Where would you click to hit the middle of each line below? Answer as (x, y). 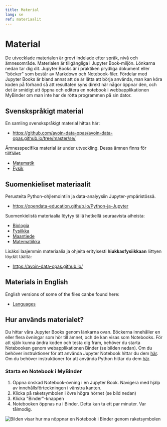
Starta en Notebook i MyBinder (44, 371)
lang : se (14, 15)
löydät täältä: (19, 256)
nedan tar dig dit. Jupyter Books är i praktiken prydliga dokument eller (77, 69)
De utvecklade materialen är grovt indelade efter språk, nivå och (71, 58)
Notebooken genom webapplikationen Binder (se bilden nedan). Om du (79, 348)
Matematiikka (26, 241)
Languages (24, 304)
